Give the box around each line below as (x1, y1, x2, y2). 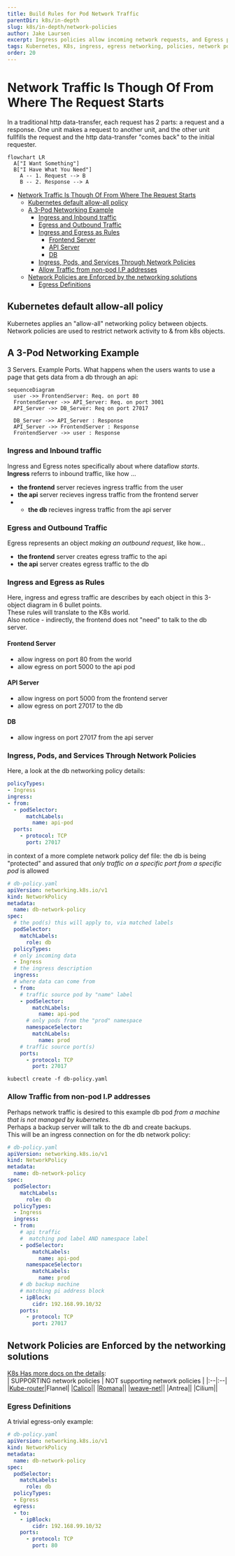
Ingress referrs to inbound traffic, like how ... (7, 469, 136, 477)
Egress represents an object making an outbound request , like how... (7, 539, 206, 548)
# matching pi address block (20, 1287, 105, 1294)
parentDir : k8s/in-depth (7, 17, 80, 24)
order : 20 (7, 50, 36, 57)
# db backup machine (20, 1281, 80, 1288)
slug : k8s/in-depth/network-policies (7, 23, 117, 30)
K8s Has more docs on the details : (7, 1369, 107, 1377)
